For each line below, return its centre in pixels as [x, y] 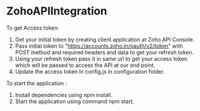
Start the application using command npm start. [75, 101]
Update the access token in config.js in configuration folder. [90, 71]
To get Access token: [33, 28]
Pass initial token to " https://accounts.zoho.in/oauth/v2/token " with [99, 46]
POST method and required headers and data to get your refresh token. [104, 52]
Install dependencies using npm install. [64, 95]
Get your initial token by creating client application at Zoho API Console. [105, 39]
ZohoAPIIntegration [57, 11]
